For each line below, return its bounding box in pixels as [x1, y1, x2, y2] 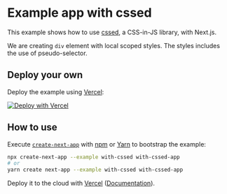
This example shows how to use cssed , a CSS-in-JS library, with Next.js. [7, 28, 217, 36]
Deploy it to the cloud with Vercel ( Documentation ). [7, 179, 156, 188]
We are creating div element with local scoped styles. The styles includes [7, 41, 221, 50]
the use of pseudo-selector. [7, 49, 88, 57]
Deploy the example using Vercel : [7, 87, 104, 96]
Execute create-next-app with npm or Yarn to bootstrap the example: [7, 140, 207, 148]
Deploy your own [7, 69, 83, 81]
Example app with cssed [7, 5, 152, 21]
